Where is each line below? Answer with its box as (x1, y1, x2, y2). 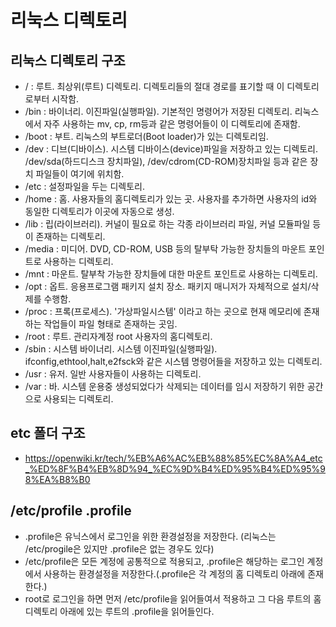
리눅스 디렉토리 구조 (10, 52, 126, 69)
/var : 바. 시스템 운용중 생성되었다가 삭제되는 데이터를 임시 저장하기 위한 (24, 381, 305, 392)
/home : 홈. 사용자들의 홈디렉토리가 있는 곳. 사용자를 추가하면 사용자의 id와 (24, 193, 318, 205)
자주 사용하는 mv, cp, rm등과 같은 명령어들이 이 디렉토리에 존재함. (43, 118, 301, 130)
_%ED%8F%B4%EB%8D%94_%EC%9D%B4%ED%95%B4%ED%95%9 (24, 462, 327, 475)
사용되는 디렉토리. (43, 393, 114, 405)
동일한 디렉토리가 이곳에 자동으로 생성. (24, 206, 175, 217)
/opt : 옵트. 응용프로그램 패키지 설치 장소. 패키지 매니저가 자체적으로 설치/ (24, 281, 312, 292)
